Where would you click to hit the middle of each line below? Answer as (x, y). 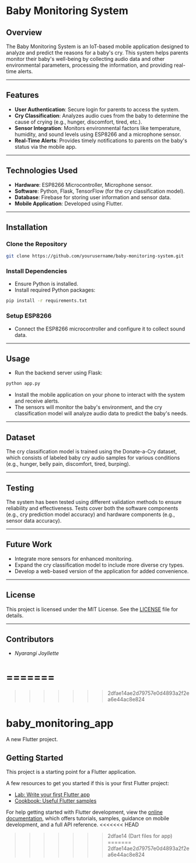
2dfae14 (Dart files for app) (140, 836)
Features (22, 95)
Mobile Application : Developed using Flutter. (69, 203)
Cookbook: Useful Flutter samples (55, 801)
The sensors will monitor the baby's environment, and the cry (88, 407)
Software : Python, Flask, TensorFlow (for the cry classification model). (99, 191)
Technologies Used (42, 171)
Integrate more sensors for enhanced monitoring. (73, 558)
